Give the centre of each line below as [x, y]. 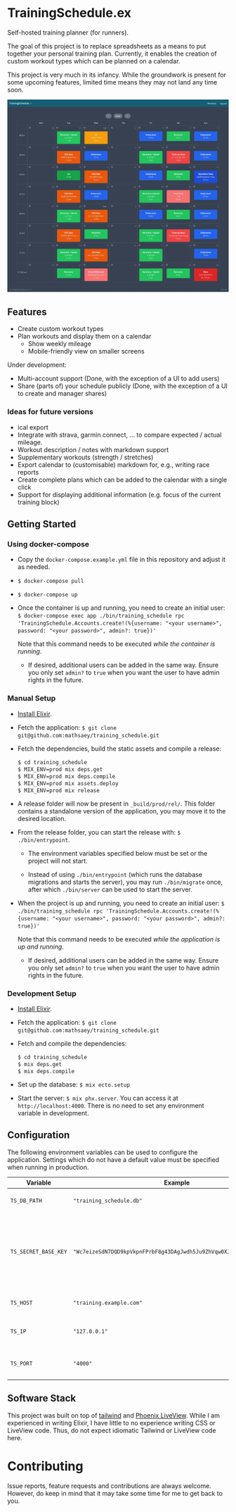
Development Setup [42, 993]
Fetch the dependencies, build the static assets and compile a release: [119, 749]
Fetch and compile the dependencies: [72, 1043]
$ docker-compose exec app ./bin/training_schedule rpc [101, 616]
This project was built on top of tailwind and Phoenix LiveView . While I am [113, 1415]
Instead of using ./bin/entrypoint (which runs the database [115, 874]
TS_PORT [21, 1363]
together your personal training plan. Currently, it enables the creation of [112, 54]
